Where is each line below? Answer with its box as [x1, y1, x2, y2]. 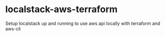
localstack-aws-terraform [5, 4, 118, 15]
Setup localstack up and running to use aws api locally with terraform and [5, 20, 160, 26]
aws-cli [5, 25, 21, 31]
